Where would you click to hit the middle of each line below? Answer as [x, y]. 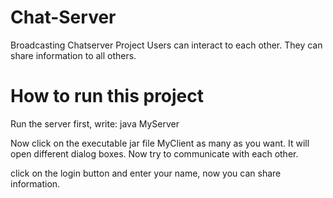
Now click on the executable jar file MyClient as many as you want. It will [160, 143]
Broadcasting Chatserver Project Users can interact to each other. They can [166, 45]
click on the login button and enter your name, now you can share [146, 173]
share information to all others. [73, 55]
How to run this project [107, 96]
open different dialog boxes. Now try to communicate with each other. [154, 153]
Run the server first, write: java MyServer [95, 123]
